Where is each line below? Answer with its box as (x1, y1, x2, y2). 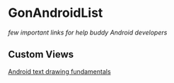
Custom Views (8, 49, 74, 60)
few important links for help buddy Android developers (8, 28, 168, 37)
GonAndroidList (8, 5, 103, 21)
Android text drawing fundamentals (8, 67, 112, 75)
